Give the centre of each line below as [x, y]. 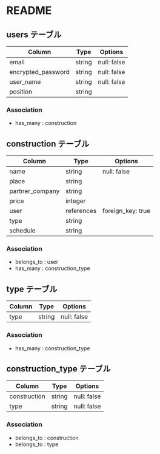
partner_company [35, 191]
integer [76, 201]
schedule [22, 231]
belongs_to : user [37, 262]
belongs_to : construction [47, 438]
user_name [25, 82]
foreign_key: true [126, 211]
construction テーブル [48, 144]
